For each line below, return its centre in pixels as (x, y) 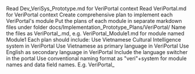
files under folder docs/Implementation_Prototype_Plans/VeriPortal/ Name (96, 27)
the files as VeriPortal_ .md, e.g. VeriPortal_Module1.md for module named (95, 33)
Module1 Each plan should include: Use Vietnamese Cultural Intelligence (94, 40)
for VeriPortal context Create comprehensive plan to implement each (90, 15)
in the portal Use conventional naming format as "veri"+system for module (96, 58)
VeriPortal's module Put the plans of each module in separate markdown (94, 21)
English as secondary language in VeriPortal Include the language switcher (97, 52)
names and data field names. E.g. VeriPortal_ (60, 65)
